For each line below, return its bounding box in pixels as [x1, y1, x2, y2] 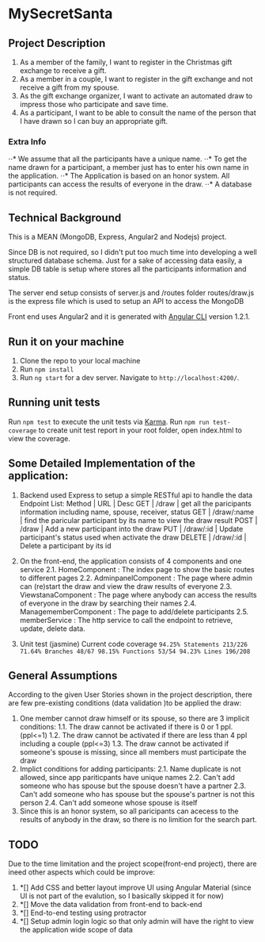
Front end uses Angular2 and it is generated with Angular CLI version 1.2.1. [8, 312, 251, 321]
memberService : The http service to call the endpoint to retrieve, [19, 615, 233, 625]
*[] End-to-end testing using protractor [19, 908, 147, 917]
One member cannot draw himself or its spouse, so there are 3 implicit [19, 713, 250, 723]
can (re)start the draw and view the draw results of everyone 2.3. [19, 581, 233, 591]
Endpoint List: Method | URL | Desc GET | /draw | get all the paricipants [19, 498, 252, 508]
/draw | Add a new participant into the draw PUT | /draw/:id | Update [19, 524, 244, 533]
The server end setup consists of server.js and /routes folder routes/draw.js [8, 288, 255, 298]
